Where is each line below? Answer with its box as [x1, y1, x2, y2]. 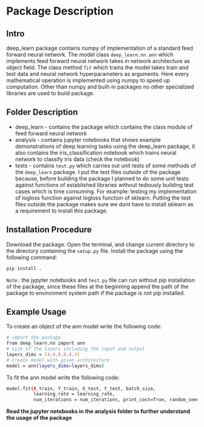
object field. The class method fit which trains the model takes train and [6, 64, 189, 71]
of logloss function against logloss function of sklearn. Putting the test [15, 194, 191, 201]
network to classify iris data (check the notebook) [15, 155, 140, 163]
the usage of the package [6, 414, 72, 422]
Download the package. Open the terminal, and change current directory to [6, 241, 195, 248]
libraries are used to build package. [6, 90, 95, 96]
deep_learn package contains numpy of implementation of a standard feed [6, 44, 193, 52]
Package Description [6, 4, 114, 18]
